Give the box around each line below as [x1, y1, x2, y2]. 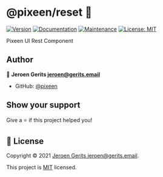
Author [6, 54, 33, 65]
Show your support [6, 100, 81, 111]
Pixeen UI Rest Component [6, 37, 74, 44]
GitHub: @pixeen [15, 82, 58, 89]
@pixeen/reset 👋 [6, 5, 93, 19]
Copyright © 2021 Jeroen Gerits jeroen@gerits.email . [6, 152, 139, 159]
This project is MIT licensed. [6, 164, 77, 171]
